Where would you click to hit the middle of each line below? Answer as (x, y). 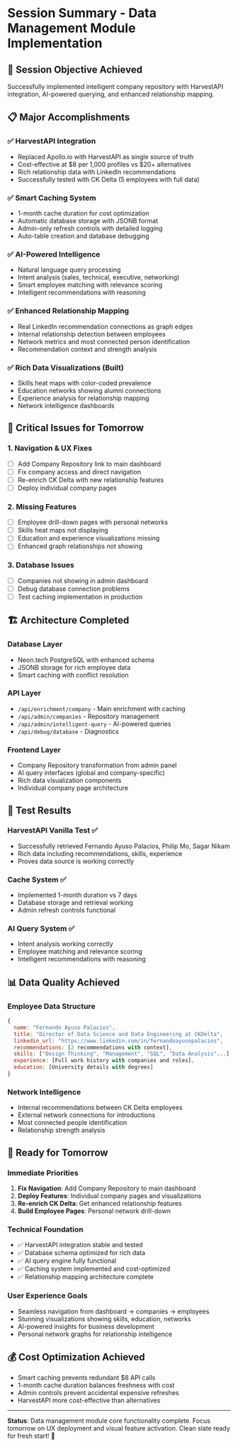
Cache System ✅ (37, 880)
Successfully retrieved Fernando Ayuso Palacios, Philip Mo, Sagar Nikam (124, 846)
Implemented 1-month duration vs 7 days (77, 895)
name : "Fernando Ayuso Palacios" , (64, 1027)
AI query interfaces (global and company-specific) (91, 773)
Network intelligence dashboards (66, 405)
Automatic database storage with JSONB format (87, 220)
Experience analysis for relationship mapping (83, 398)
